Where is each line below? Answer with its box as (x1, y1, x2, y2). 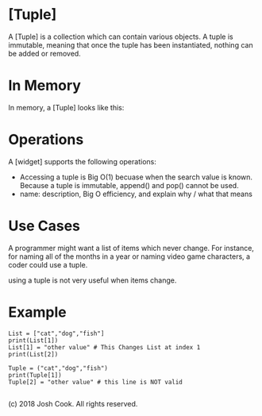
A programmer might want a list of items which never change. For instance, (8, 243, 254, 252)
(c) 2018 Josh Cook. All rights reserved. (8, 399, 138, 408)
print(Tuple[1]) (8, 371, 62, 379)
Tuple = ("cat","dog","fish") (8, 364, 109, 372)
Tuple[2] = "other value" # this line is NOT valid (8, 378, 183, 386)
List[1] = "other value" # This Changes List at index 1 (8, 343, 201, 351)
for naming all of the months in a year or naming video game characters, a (8, 252, 251, 261)
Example (8, 303, 67, 321)
